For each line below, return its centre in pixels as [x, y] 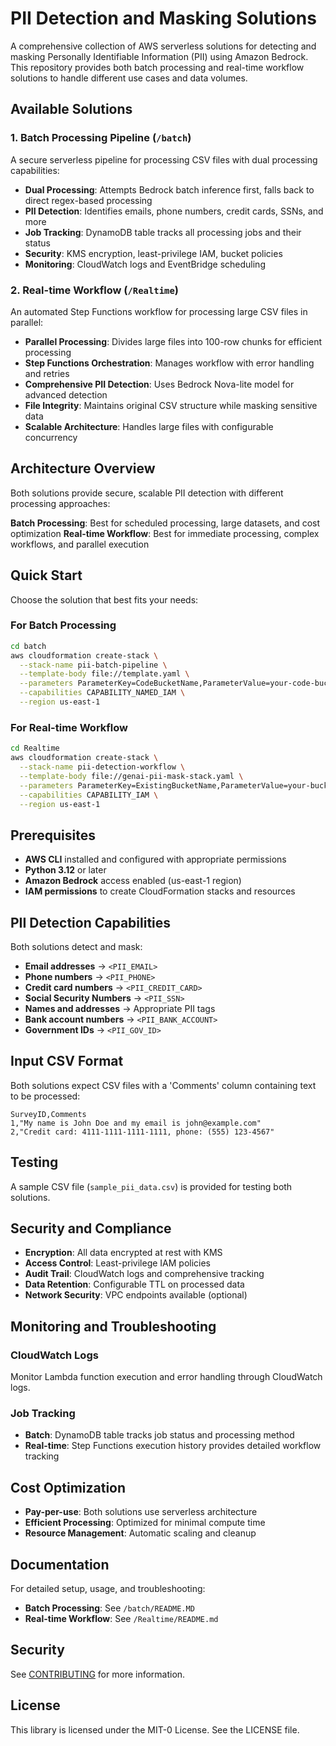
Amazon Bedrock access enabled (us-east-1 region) [133, 881]
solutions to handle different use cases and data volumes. [129, 78]
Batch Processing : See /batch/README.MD [109, 1608]
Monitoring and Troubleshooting [113, 1326]
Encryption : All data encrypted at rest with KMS [123, 1253]
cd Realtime [35, 748]
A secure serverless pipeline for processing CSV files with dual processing [164, 159]
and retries [47, 373]
